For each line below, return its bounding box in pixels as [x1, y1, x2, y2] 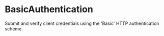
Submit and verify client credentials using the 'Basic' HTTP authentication [5, 20, 159, 26]
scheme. [5, 25, 23, 31]
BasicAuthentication [5, 4, 94, 15]
